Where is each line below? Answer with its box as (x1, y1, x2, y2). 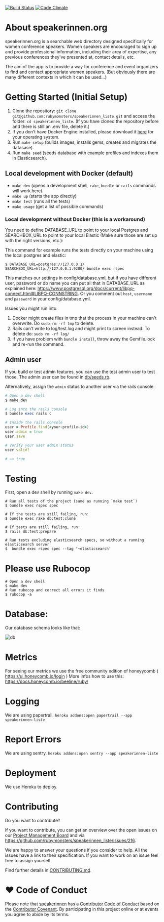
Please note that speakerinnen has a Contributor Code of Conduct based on (5, 901, 160, 907)
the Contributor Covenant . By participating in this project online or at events (5, 906, 159, 912)
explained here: (5, 285, 37, 291)
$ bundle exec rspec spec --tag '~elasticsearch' (5, 546, 111, 551)
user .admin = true (5, 429, 43, 434)
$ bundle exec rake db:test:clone (5, 516, 76, 521)
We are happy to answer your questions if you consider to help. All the (5, 847, 148, 853)
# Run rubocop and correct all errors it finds (5, 588, 105, 593)
